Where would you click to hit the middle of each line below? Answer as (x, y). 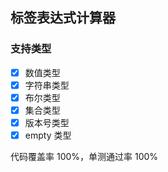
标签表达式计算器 (63, 18)
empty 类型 (48, 135)
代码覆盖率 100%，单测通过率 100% (84, 157)
